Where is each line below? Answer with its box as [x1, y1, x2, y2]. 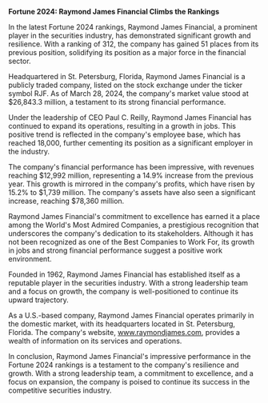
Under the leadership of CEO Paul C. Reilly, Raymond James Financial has [8, 113, 252, 122]
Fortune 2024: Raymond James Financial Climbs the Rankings [8, 7, 220, 16]
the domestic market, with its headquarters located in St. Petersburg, [8, 319, 236, 329]
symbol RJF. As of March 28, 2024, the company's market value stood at [8, 89, 250, 98]
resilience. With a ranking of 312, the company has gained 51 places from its [8, 39, 259, 49]
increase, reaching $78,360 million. [8, 196, 125, 205]
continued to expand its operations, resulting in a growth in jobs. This [8, 122, 236, 130]
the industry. [8, 147, 50, 156]
